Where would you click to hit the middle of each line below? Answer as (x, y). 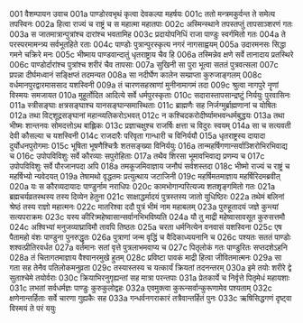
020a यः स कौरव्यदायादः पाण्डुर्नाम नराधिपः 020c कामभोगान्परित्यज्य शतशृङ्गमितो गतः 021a (142, 186)
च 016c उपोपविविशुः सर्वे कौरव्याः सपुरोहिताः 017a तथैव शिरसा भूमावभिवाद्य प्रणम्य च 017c (137, 156)
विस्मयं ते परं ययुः (33, 308)
